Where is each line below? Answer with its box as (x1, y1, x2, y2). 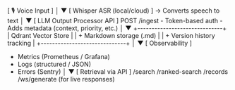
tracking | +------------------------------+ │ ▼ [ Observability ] (7, 39, 193, 47)
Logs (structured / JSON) (17, 60, 92, 68)
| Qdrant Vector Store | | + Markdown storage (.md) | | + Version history (7, 32, 215, 39)
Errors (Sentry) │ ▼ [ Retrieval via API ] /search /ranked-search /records (17, 67, 228, 76)
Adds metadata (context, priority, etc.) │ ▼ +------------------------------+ (7, 24, 227, 32)
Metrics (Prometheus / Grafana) (17, 53, 111, 60)
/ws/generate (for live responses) (17, 75, 115, 83)
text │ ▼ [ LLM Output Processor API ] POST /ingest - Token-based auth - (7, 17, 224, 25)
